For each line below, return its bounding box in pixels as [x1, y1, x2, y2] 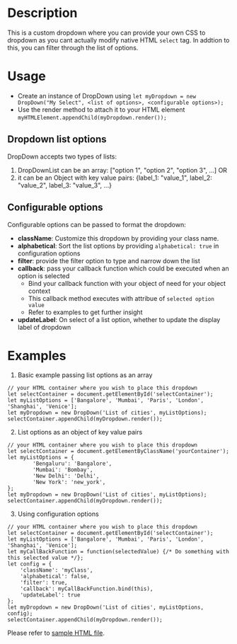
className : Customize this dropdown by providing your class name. [17, 234, 219, 242]
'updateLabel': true [20, 592, 81, 599]
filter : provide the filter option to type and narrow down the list [17, 256, 200, 265]
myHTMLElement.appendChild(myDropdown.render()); [17, 114, 168, 121]
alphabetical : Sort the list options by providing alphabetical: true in [17, 241, 219, 250]
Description [7, 5, 78, 21]
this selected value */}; [7, 554, 83, 562]
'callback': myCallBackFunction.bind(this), [20, 585, 154, 592]
